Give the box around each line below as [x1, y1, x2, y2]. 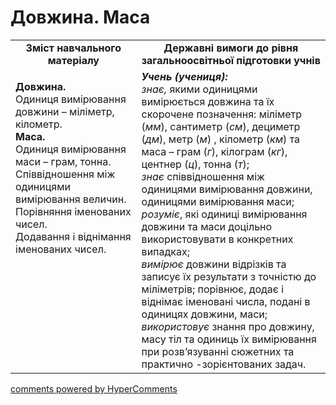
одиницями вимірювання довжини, [141, 182, 313, 196]
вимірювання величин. [15, 192, 127, 206]
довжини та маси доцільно [141, 219, 273, 233]
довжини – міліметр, [15, 104, 115, 118]
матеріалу [47, 53, 100, 67]
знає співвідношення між [141, 169, 265, 183]
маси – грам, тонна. [15, 154, 112, 168]
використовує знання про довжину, [141, 319, 315, 333]
